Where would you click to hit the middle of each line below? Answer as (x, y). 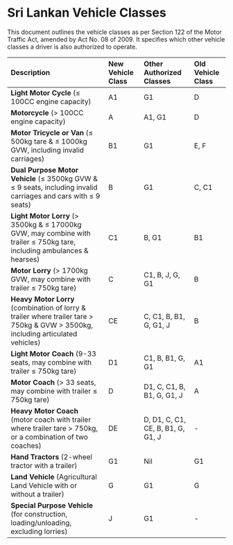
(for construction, (39, 514)
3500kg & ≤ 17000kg (46, 225)
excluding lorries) (39, 531)
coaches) (26, 445)
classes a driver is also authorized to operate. (72, 46)
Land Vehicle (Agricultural (54, 476)
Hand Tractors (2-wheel (51, 457)
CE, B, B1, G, (164, 428)
